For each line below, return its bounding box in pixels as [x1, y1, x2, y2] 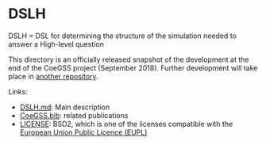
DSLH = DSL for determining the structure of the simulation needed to [8, 31, 237, 40]
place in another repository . [8, 71, 98, 81]
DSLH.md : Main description [19, 102, 110, 112]
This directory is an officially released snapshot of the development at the [8, 55, 249, 64]
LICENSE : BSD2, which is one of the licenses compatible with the [19, 119, 233, 128]
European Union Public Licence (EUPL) [19, 128, 148, 137]
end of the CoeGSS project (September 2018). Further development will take [8, 63, 258, 72]
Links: [8, 86, 28, 96]
